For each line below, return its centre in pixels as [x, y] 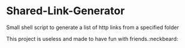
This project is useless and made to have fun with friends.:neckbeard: [92, 39]
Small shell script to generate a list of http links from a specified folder [93, 27]
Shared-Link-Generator [66, 11]
